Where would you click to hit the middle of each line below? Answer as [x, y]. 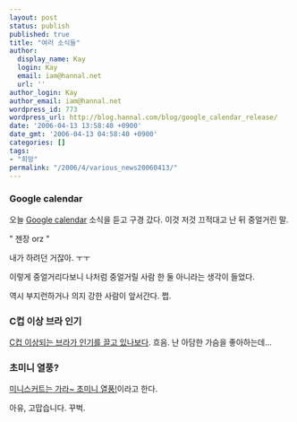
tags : [19, 151]
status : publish [39, 26]
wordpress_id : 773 [43, 109]
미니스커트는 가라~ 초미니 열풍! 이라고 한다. [84, 389]
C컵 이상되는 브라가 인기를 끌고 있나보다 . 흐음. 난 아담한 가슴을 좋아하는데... [141, 342]
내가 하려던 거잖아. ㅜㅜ [50, 257]
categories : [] [38, 142]
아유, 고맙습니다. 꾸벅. [47, 408]
